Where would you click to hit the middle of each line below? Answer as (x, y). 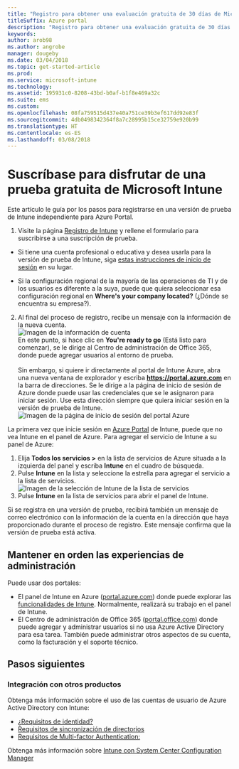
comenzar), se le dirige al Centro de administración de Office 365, (115, 348)
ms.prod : (20, 73)
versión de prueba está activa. (52, 532)
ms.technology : (30, 87)
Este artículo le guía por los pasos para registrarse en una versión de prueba (119, 210)
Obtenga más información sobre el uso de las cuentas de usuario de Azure (117, 700)
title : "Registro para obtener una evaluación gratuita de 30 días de (114, 14)
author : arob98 (30, 41)
